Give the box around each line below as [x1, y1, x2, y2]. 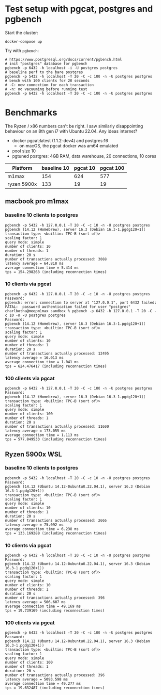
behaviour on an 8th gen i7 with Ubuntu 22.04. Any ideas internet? [5, 128, 138, 134]
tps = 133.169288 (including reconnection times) [5, 531, 107, 535]
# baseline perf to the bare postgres [5, 69, 83, 75]
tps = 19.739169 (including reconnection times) [5, 608, 105, 613]
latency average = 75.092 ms [5, 522, 64, 527]
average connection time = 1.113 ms [5, 433, 79, 437]
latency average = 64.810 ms [5, 261, 64, 266]
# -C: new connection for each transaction [5, 82, 94, 87]
